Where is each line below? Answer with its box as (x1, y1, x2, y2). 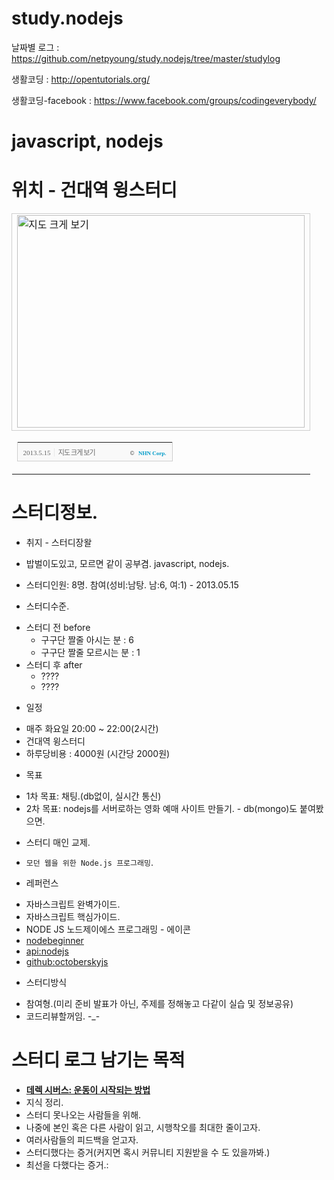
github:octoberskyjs (25, 956, 109, 967)
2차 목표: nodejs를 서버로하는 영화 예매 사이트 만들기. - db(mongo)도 (25, 803, 298, 814)
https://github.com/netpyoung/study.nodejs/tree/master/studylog (11, 52, 281, 64)
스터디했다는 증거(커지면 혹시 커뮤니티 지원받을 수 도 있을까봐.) (25, 1146, 271, 1158)
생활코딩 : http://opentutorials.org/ (11, 73, 151, 85)
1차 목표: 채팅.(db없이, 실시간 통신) (25, 790, 162, 802)
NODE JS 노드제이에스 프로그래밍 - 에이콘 (25, 923, 191, 935)
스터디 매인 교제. (25, 837, 91, 848)
